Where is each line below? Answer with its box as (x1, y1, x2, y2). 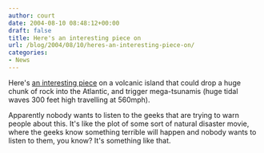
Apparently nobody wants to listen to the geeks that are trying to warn (8, 110, 240, 120)
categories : (8, 49, 48, 57)
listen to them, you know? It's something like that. (8, 135, 171, 145)
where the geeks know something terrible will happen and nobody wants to (8, 127, 257, 136)
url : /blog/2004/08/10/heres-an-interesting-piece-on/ (8, 41, 195, 49)
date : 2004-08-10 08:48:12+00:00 (8, 19, 120, 27)
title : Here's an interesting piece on (8, 33, 142, 42)
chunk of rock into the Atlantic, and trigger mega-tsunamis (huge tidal (8, 86, 238, 96)
